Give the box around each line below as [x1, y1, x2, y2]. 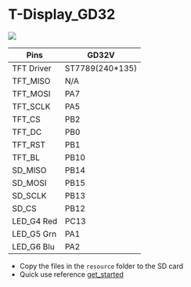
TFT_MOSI [12, 88, 51, 99]
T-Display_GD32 [8, 5, 116, 24]
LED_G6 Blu [12, 241, 55, 252]
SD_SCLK [12, 190, 47, 201]
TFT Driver [12, 63, 52, 74]
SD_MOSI [12, 177, 47, 188]
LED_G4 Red [12, 216, 58, 227]
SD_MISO [12, 165, 47, 176]
